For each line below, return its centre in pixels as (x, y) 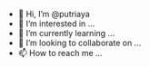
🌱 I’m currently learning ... (66, 33)
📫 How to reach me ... (60, 53)
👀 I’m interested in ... (56, 24)
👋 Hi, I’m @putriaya (54, 14)
